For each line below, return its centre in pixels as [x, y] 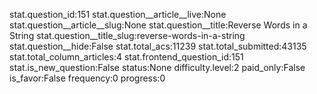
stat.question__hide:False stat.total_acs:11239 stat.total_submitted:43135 [158, 46]
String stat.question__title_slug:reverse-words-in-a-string [127, 35]
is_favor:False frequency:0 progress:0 [87, 78]
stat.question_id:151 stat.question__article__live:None [118, 14]
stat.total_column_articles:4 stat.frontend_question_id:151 [126, 57]
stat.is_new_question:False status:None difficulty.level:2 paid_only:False [157, 67]
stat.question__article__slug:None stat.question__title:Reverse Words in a [158, 25]
